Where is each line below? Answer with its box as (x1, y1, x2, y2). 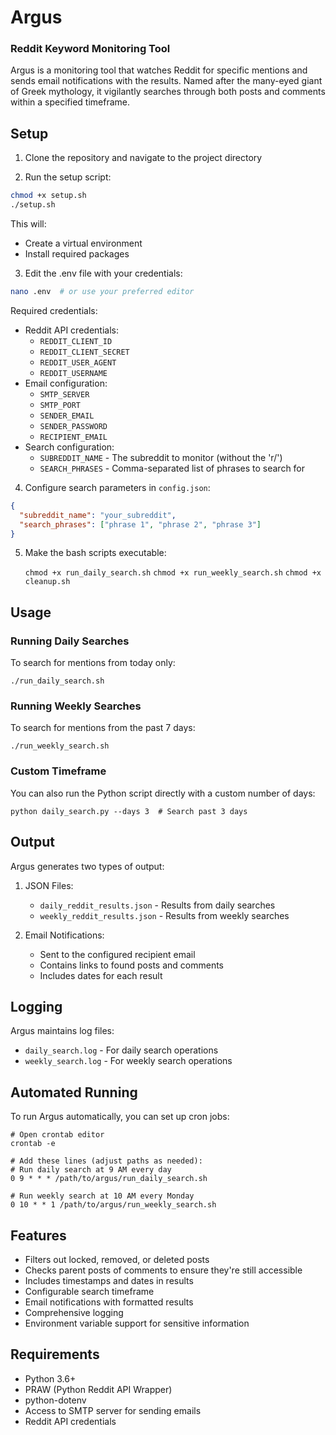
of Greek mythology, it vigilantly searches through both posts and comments (10, 86, 326, 98)
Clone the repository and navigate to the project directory (24, 152, 263, 164)
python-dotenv (24, 1394, 87, 1406)
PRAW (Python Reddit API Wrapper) (24, 1383, 173, 1395)
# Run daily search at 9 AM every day (10, 1165, 172, 1175)
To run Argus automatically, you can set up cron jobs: (10, 1111, 230, 1123)
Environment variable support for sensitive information (24, 1317, 250, 1329)
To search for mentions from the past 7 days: (10, 722, 196, 734)
